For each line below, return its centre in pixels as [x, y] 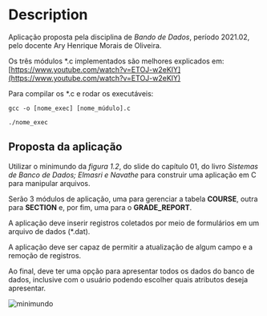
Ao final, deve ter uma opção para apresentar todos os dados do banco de [131, 271]
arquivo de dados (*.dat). [49, 231]
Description [48, 15]
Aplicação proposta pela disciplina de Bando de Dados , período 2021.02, [129, 37]
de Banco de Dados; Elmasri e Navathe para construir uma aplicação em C [132, 175]
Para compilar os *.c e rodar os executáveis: [81, 93]
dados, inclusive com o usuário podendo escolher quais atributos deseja [128, 279]
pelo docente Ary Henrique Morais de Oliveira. [85, 45]
